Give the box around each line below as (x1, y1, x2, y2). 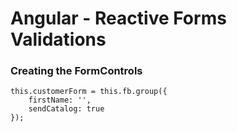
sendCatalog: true (28, 104, 105, 114)
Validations (10, 28, 107, 51)
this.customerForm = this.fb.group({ (10, 87, 168, 97)
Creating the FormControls (10, 64, 143, 78)
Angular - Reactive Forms (10, 7, 227, 30)
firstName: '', (28, 95, 92, 106)
